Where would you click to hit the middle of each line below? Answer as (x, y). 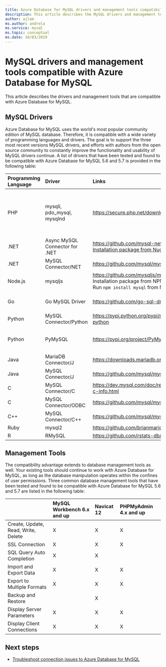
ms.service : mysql (24, 28)
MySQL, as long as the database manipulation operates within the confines (82, 476)
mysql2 (54, 427)
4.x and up (133, 513)
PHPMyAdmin (136, 506)
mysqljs (54, 281)
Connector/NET (63, 267)
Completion (21, 559)
